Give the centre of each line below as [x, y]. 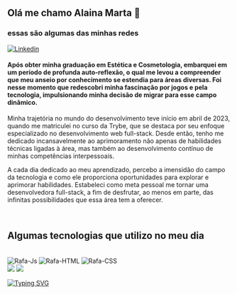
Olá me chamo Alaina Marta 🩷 [74, 13]
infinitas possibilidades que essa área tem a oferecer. [85, 200]
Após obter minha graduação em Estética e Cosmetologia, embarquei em [117, 65]
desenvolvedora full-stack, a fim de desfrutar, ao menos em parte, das [111, 192]
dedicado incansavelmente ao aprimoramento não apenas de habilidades [115, 141]
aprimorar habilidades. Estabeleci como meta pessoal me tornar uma [108, 184]
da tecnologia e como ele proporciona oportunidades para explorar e [108, 177]
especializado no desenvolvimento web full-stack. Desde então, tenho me [116, 133]
